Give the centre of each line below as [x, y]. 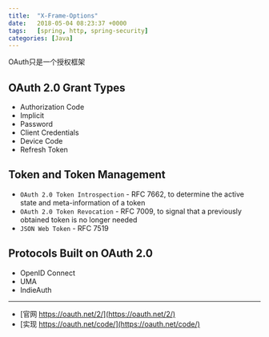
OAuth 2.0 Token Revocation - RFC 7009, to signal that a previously [131, 211]
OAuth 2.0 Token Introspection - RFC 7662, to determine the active [132, 194]
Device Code [41, 141]
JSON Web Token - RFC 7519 [64, 228]
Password [36, 124]
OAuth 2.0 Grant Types [67, 88]
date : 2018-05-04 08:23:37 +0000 [68, 23]
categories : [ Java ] [41, 38]
